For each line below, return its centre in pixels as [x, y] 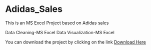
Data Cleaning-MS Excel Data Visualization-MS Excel [60, 32]
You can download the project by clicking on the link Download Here [76, 42]
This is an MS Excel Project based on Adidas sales [57, 23]
